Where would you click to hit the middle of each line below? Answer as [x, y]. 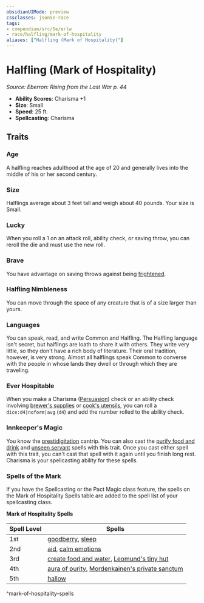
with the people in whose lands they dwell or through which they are [92, 364]
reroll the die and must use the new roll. [56, 245]
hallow [57, 578]
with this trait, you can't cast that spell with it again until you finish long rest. [101, 454]
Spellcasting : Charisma [45, 118]
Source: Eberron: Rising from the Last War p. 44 [66, 87]
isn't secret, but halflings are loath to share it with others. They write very [98, 345]
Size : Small [29, 105]
